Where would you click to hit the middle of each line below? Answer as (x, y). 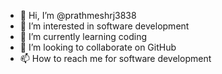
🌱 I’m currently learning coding (83, 36)
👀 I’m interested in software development (104, 26)
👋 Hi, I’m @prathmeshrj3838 (78, 15)
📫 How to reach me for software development (115, 58)
